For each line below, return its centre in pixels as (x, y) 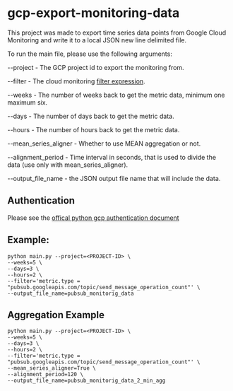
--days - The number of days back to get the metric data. (91, 116)
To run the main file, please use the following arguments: (90, 54)
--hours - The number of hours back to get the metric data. (94, 129)
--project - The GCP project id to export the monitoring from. (96, 67)
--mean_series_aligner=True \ (52, 368)
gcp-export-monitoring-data (94, 13)
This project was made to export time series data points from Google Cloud (117, 33)
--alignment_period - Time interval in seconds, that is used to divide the (112, 157)
